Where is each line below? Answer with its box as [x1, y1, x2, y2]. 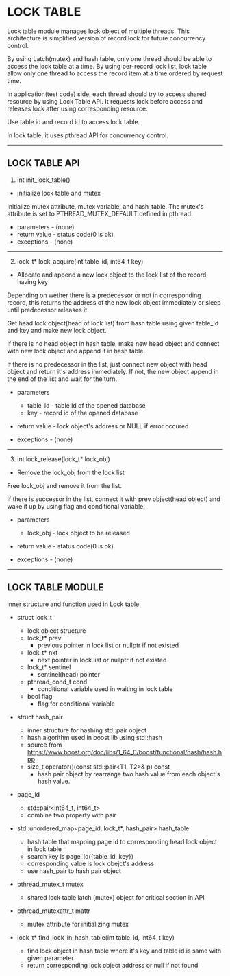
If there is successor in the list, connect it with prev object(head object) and [7, 495, 220, 503]
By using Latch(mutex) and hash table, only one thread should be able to [7, 54, 212, 62]
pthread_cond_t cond [27, 677, 88, 686]
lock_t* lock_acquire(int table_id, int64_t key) [16, 257, 144, 265]
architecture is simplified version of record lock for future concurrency [7, 34, 206, 42]
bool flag [27, 692, 53, 700]
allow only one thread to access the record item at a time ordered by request [7, 69, 223, 78]
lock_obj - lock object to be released [27, 528, 130, 537]
